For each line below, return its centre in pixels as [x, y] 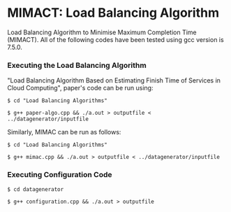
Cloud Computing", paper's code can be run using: [80, 88]
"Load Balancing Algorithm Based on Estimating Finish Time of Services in [114, 80]
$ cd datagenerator [36, 189]
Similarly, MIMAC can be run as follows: [64, 132]
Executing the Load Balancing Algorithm [77, 65]
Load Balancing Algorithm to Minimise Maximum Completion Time [102, 32]
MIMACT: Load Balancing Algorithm [113, 13]
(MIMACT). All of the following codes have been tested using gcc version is [116, 39]
